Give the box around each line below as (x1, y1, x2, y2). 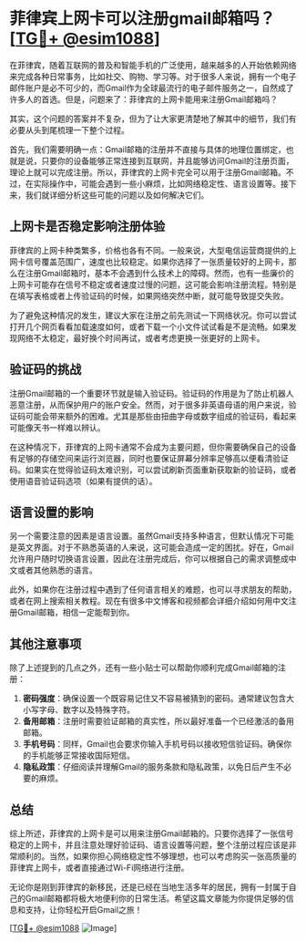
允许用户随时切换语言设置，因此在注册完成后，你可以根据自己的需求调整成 (9, 554, 289, 564)
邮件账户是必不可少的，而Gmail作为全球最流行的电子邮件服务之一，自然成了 (9, 82, 294, 93)
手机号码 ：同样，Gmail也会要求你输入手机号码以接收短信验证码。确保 (22, 739, 284, 750)
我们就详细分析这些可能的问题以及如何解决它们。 (25, 189, 209, 201)
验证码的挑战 (9, 362, 82, 378)
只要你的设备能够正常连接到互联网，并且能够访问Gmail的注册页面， (40, 155, 294, 166)
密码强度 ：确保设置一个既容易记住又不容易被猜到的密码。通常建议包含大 (22, 693, 294, 704)
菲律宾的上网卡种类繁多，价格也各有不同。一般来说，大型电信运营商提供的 (9, 244, 289, 255)
